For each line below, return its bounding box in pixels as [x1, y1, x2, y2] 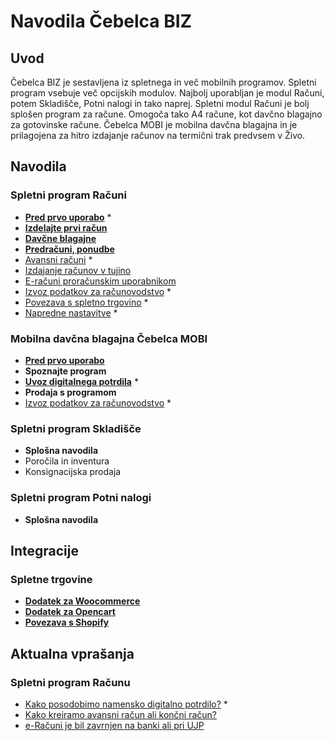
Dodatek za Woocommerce [24, 595, 141, 607]
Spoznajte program [24, 365, 107, 377]
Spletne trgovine [10, 572, 93, 586]
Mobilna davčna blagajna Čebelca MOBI [10, 331, 208, 345]
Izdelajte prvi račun [24, 221, 108, 234]
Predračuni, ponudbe [24, 243, 115, 255]
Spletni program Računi [10, 188, 127, 202]
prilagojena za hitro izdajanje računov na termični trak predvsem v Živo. [10, 130, 306, 141]
